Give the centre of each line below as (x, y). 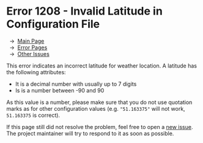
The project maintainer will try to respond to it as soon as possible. (90, 133)
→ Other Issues (29, 54)
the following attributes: (36, 72)
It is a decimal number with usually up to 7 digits (76, 84)
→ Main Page (27, 41)
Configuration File (53, 24)
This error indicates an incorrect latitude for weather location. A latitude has (102, 66)
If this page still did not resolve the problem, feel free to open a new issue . (100, 127)
